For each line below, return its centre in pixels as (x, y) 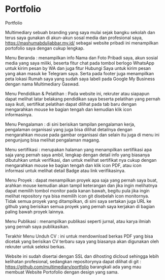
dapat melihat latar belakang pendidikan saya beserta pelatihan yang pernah (83, 99)
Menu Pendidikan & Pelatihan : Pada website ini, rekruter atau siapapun (77, 93)
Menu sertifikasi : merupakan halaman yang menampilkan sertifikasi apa (78, 149)
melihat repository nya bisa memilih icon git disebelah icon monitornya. (77, 196)
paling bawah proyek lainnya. (35, 212)
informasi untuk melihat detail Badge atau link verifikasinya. (65, 170)
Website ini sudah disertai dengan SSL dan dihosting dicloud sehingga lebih (82, 256)
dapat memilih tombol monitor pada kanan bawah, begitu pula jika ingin (78, 190)
